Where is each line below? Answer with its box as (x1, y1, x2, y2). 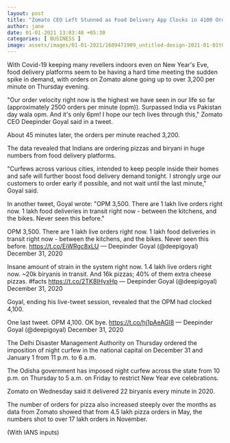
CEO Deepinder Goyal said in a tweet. (7, 118, 113, 125)
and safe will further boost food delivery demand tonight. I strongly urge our (7, 172, 222, 180)
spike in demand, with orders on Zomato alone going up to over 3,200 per (7, 75, 216, 83)
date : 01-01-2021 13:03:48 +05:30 (7, 29, 106, 36)
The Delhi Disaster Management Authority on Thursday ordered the (7, 339, 197, 346)
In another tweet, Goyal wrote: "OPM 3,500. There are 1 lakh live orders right (7, 200, 222, 207)
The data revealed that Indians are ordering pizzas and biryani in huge (7, 144, 205, 152)
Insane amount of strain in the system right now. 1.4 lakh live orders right (7, 263, 212, 270)
